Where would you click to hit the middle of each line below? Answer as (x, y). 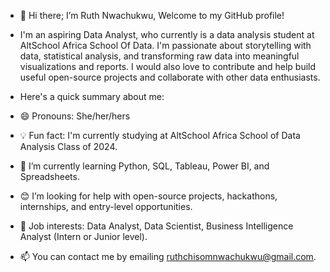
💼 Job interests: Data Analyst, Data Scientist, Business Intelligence (156, 226)
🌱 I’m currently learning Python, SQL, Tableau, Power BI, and (144, 166)
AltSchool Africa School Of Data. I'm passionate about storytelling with (165, 45)
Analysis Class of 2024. (68, 146)
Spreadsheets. (49, 176)
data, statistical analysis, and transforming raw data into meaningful (159, 56)
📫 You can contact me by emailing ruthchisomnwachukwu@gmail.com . (168, 256)
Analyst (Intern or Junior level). (83, 236)
